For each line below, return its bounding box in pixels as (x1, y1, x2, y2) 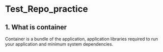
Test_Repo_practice (5, 3, 88, 15)
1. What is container (5, 23, 67, 31)
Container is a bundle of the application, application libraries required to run (5, 36, 158, 42)
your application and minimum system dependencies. (5, 41, 113, 47)
